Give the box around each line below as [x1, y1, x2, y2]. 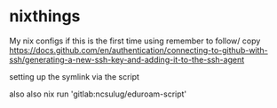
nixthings [9, 6, 81, 27]
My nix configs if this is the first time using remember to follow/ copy [9, 35, 261, 46]
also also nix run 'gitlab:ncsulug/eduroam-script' [9, 89, 187, 99]
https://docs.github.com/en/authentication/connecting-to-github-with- [9, 44, 268, 55]
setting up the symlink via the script [9, 71, 140, 81]
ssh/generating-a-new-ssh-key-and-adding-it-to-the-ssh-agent [9, 54, 245, 65]
